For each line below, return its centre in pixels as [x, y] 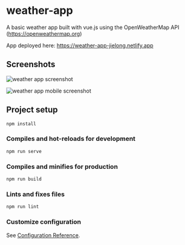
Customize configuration [44, 222]
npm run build [24, 179]
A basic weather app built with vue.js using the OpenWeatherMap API [93, 27]
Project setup [32, 110]
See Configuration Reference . [43, 235]
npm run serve [24, 151]
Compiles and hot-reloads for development [71, 139]
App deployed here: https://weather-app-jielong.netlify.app [80, 45]
